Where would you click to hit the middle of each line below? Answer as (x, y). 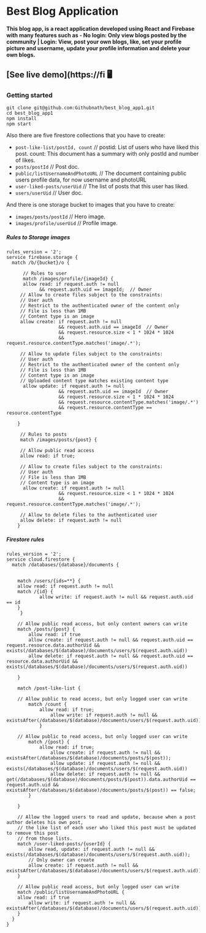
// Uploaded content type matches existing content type (94, 381)
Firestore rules (25, 539)
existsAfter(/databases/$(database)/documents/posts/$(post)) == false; (101, 790)
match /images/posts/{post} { (59, 440)
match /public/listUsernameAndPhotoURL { (71, 893)
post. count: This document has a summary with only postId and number (107, 154)
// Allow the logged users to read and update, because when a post (107, 817)
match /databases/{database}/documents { (66, 565)
